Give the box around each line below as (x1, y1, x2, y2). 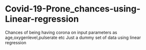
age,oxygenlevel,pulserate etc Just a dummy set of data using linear (5, 35, 141, 40)
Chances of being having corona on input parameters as (5, 29, 117, 35)
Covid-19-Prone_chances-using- (5, 3, 141, 14)
